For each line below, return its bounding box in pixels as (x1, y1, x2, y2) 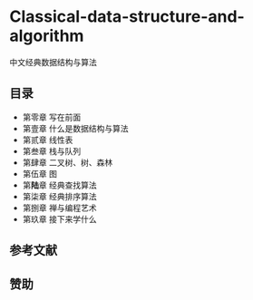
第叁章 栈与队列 (22, 145, 82, 156)
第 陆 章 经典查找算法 (22, 179, 97, 190)
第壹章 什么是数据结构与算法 (22, 122, 129, 133)
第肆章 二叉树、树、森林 (22, 157, 113, 168)
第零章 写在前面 (22, 111, 82, 122)
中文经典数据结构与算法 (9, 56, 97, 67)
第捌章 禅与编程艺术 (22, 202, 97, 213)
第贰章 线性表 (22, 134, 73, 145)
